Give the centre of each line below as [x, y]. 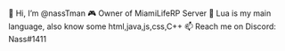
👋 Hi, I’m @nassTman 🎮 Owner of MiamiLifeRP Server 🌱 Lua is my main [140, 13]
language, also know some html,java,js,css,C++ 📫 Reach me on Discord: [142, 26]
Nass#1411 [27, 39]
